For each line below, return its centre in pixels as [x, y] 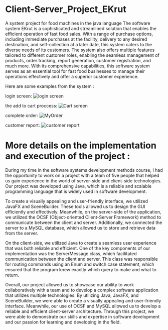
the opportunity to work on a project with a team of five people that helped [82, 175]
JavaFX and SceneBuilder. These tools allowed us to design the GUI [75, 206]
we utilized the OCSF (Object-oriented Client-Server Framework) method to [83, 217]
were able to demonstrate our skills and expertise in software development [82, 316]
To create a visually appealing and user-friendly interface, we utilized [77, 201]
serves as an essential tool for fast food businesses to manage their [75, 71]
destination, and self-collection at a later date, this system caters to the [78, 44]
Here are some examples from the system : [50, 86]
